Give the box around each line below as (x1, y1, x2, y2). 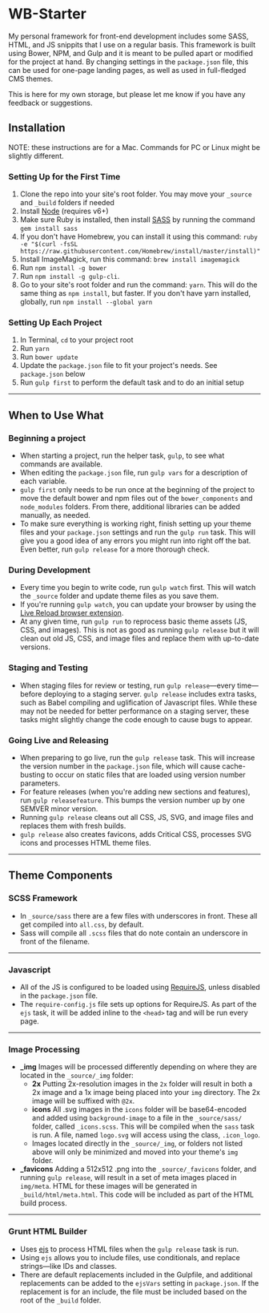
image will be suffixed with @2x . (31, 1096, 135, 1106)
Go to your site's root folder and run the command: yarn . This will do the (19, 280, 258, 289)
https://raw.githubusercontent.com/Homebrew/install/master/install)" (19, 248, 261, 256)
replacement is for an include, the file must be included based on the (19, 1287, 247, 1296)
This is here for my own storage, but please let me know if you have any (8, 89, 246, 99)
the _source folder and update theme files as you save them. (19, 591, 219, 601)
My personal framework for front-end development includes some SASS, (8, 31, 249, 41)
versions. (19, 642, 50, 652)
